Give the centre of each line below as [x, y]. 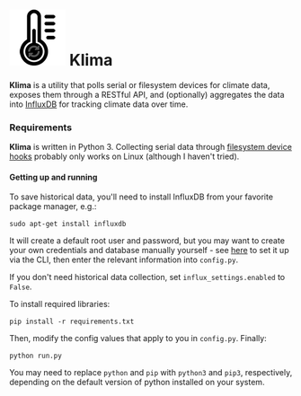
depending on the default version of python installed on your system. [137, 383]
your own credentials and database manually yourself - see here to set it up [149, 251]
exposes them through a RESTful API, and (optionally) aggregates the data [147, 94]
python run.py [36, 356]
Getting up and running [53, 177]
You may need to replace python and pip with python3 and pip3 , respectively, [151, 373]
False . [21, 286]
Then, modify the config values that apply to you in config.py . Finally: [138, 339]
